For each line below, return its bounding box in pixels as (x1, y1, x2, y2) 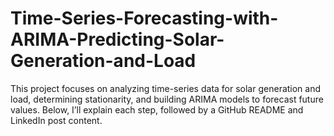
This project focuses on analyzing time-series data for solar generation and (10, 82, 322, 94)
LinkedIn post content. (10, 114, 103, 126)
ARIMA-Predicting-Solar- (10, 28, 225, 51)
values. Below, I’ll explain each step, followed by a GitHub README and (10, 103, 304, 116)
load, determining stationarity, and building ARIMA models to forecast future (10, 93, 324, 105)
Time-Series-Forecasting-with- (10, 7, 279, 30)
